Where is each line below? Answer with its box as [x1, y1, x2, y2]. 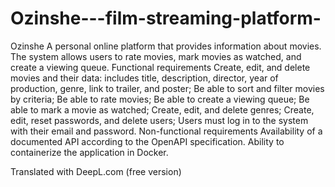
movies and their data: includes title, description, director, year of [10, 72, 279, 84]
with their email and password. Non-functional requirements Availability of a [10, 125, 323, 137]
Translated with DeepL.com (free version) [10, 165, 182, 177]
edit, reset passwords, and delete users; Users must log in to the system [10, 114, 309, 126]
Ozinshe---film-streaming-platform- [10, 7, 322, 30]
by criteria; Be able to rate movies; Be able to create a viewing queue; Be [10, 93, 310, 105]
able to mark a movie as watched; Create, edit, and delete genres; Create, [10, 103, 315, 116]
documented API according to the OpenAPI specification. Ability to [10, 135, 285, 147]
